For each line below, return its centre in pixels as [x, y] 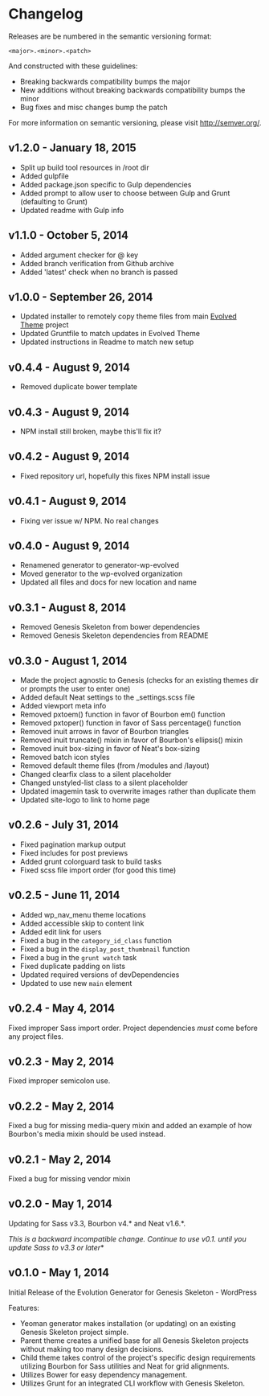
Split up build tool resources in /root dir [85, 167]
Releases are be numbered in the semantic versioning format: [110, 36]
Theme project [44, 325]
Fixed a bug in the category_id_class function [96, 940]
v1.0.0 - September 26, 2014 [81, 297]
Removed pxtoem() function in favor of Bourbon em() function [122, 714]
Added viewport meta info [63, 706]
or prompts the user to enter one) [75, 689]
